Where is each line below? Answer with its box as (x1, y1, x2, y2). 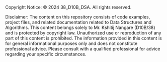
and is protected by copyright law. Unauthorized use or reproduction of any (5, 30, 161, 35)
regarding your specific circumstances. (5, 51, 87, 57)
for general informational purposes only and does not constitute (5, 40, 138, 46)
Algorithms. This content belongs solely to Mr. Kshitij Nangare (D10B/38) (5, 24, 155, 30)
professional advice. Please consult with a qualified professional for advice (5, 46, 160, 51)
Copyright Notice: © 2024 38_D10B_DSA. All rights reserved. (5, 4, 132, 10)
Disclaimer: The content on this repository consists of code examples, (5, 14, 150, 19)
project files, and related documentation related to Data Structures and (5, 19, 152, 25)
